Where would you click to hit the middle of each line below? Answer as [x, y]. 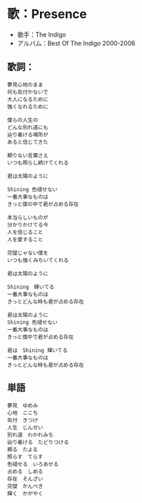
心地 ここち [23, 413]
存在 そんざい [25, 479]
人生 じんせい [25, 427]
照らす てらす [25, 457]
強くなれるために [28, 107]
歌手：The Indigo [42, 34]
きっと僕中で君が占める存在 [41, 337]
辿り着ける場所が [28, 135]
